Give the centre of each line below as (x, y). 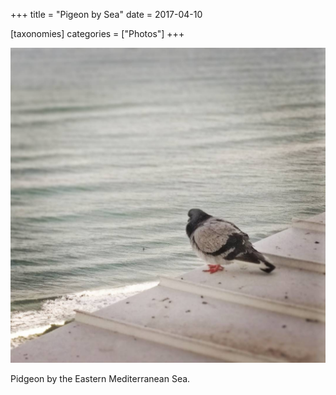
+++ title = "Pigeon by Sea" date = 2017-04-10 (106, 14)
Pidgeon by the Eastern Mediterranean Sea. (100, 378)
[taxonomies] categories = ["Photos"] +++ (97, 33)
